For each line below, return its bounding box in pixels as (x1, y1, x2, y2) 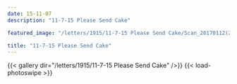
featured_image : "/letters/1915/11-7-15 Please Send (7, 29, 166, 36)
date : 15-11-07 (7, 10, 52, 17)
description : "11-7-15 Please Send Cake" (7, 17, 131, 24)
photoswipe (7, 69, 42, 77)
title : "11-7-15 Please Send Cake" (7, 42, 112, 49)
